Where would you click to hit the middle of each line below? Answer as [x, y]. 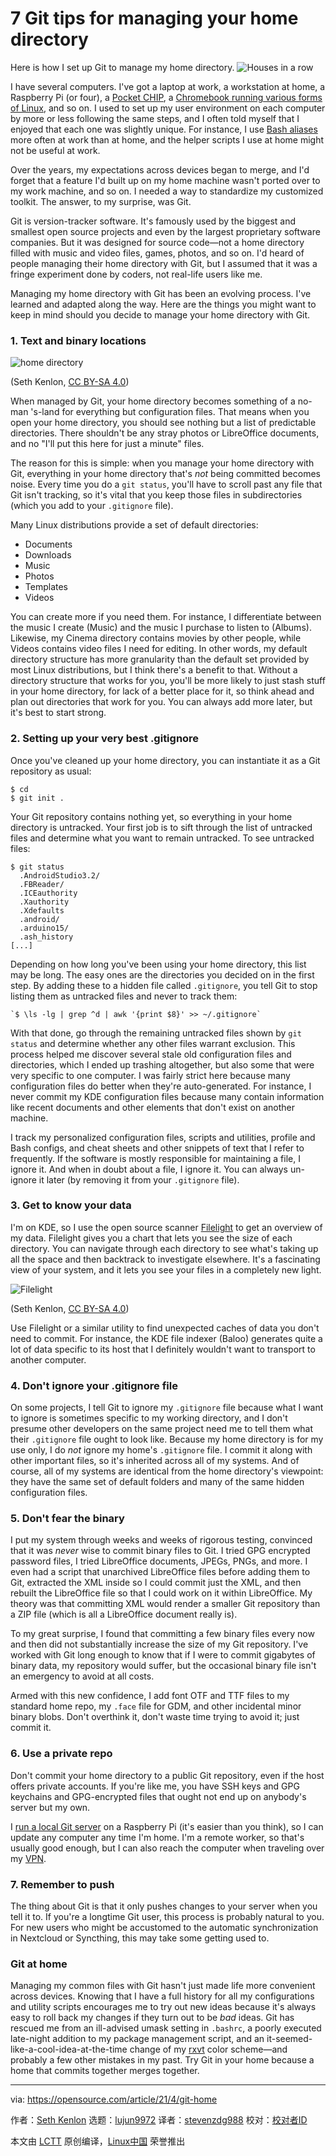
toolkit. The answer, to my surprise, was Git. [101, 201]
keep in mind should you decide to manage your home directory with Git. [160, 314]
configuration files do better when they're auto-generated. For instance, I [161, 1086]
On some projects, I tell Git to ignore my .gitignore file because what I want [167, 1408]
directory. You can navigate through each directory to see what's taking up [164, 1248]
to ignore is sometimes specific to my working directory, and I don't [149, 1418]
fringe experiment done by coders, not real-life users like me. [136, 274]
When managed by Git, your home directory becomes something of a [153, 401]
